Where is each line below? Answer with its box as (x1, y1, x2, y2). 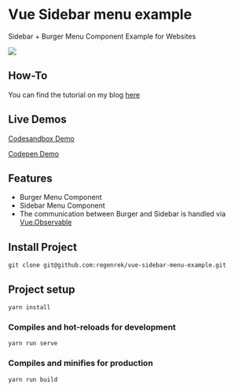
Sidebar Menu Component (19, 201, 106, 210)
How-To (8, 69, 48, 83)
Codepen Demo (8, 149, 60, 158)
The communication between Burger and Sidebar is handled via (19, 209, 226, 219)
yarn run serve (8, 340, 58, 348)
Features (8, 172, 53, 185)
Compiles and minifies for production (8, 358, 153, 369)
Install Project (8, 240, 77, 253)
